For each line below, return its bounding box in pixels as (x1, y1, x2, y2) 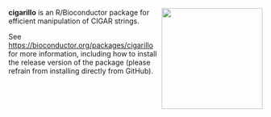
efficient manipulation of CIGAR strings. (8, 16, 140, 26)
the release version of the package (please (8, 57, 151, 67)
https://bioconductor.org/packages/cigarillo (8, 40, 153, 50)
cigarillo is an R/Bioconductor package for (8, 8, 150, 17)
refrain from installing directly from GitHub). (8, 66, 153, 76)
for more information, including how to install (8, 49, 157, 58)
